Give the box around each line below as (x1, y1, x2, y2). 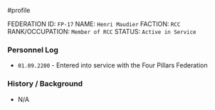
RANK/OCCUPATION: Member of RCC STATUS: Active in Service (7, 28, 197, 35)
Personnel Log (7, 45, 59, 55)
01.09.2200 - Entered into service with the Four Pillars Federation (17, 61, 208, 70)
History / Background (7, 79, 83, 89)
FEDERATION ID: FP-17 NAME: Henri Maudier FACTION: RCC (7, 20, 181, 28)
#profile (7, 6, 31, 14)
